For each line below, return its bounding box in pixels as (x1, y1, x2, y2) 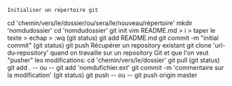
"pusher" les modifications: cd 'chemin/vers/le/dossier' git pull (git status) (7, 56, 220, 64)
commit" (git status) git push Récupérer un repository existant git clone (7, 41, 212, 49)
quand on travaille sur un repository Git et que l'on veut (50, 49, 209, 57)
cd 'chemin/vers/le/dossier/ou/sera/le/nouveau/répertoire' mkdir (7, 19, 193, 27)
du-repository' (7, 49, 49, 57)
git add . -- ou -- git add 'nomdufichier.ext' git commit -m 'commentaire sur (7, 64, 224, 71)
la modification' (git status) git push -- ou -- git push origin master (7, 71, 198, 79)
